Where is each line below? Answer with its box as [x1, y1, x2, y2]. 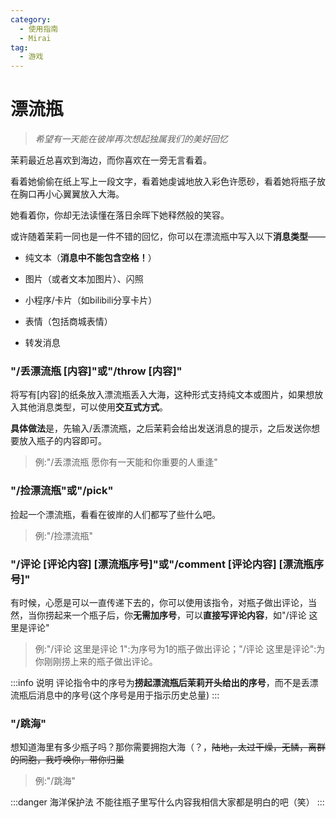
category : [10, 14, 52, 25]
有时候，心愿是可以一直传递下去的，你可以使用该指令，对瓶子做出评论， [10, 596, 308, 608]
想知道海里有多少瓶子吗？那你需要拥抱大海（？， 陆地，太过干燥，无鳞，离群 [10, 741, 326, 753]
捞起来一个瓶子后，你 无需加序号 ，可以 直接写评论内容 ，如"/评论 [44, 609, 307, 621]
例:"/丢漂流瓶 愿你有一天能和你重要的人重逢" [34, 456, 218, 468]
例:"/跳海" [34, 775, 76, 787]
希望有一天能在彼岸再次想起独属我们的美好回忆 [34, 133, 228, 145]
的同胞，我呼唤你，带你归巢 [10, 754, 125, 766]
